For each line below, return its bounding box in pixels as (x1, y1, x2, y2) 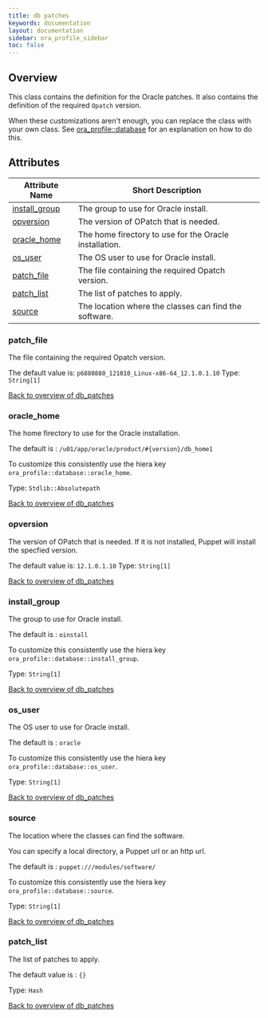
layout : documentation (8, 26, 84, 34)
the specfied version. (8, 545, 78, 555)
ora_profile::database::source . (8, 886, 114, 895)
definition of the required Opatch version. (8, 100, 142, 110)
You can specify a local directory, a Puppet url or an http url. (8, 846, 207, 855)
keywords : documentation (8, 19, 91, 27)
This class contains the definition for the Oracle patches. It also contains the (8, 92, 258, 101)
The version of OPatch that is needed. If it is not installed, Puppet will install (8, 537, 257, 546)
